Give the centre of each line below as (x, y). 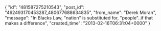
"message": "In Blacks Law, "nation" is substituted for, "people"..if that (79, 18)
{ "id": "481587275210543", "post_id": (45, 7)
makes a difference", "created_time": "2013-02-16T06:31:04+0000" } (78, 23)
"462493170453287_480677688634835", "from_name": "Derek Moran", (80, 12)
